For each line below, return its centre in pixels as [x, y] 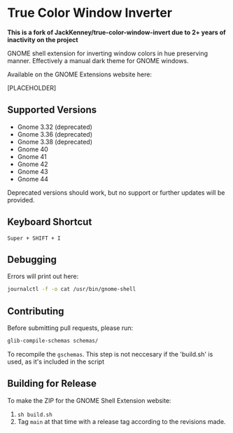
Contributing [36, 311]
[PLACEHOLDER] [32, 88]
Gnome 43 [33, 171]
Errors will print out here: [43, 276]
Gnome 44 [33, 179]
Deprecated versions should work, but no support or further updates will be [116, 192]
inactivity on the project [43, 39]
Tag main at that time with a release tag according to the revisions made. [121, 421]
